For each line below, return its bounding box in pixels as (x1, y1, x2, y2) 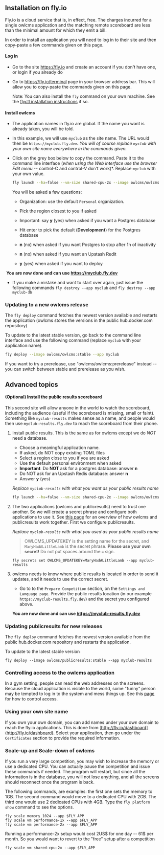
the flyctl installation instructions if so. (12, 99, 89, 105)
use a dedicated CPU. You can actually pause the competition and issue (5, 763, 150, 769)
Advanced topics (5, 380, 58, 388)
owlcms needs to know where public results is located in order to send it (12, 571, 159, 577)
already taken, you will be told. (12, 126, 74, 132)
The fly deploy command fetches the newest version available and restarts (5, 313, 158, 318)
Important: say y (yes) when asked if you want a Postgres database (19, 218, 156, 224)
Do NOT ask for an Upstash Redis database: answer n (19, 471, 128, 476)
